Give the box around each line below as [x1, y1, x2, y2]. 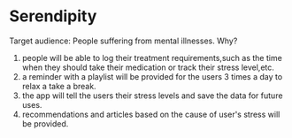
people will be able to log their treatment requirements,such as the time [21, 52, 283, 63]
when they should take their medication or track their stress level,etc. [21, 62, 274, 73]
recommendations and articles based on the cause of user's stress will [21, 109, 280, 119]
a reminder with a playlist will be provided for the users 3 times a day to [21, 71, 283, 81]
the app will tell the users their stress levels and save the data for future [21, 90, 283, 101]
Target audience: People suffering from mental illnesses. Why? [9, 35, 238, 46]
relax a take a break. [21, 80, 96, 91]
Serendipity [9, 6, 97, 27]
